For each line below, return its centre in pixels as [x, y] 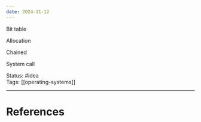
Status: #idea [22, 75]
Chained [16, 52]
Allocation [19, 40]
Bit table [16, 29]
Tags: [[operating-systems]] [41, 82]
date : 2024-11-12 [28, 12]
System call [20, 64]
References [35, 111]
